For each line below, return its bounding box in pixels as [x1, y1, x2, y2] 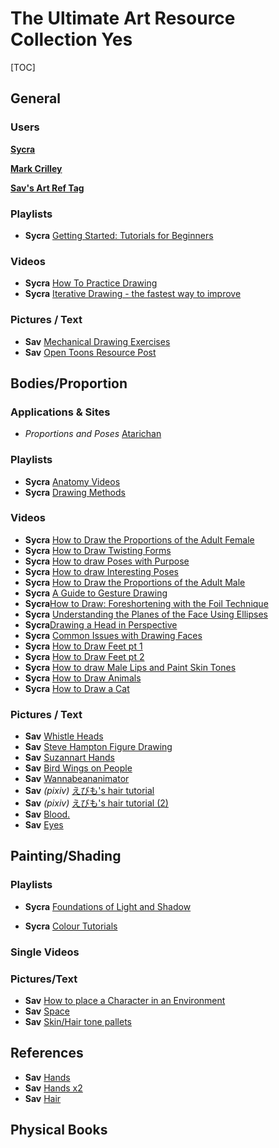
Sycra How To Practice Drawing [24, 277, 158, 289]
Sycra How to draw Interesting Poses [24, 565, 179, 577]
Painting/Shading [10, 848, 122, 865]
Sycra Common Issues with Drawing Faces [24, 629, 203, 641]
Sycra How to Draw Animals [24, 672, 142, 684]
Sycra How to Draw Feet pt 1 [24, 640, 143, 652]
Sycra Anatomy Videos [24, 475, 121, 487]
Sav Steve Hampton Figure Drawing [24, 741, 173, 753]
